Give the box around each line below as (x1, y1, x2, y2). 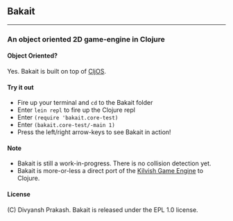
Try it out (7, 83, 34, 91)
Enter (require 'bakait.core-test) (17, 113, 119, 122)
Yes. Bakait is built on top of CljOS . (7, 67, 106, 75)
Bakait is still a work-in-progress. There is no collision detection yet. (17, 159, 212, 167)
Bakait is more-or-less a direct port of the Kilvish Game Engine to (17, 167, 203, 175)
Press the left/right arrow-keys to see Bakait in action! (17, 128, 171, 136)
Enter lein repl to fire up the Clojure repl (17, 106, 135, 114)
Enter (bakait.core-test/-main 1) (17, 121, 116, 129)
